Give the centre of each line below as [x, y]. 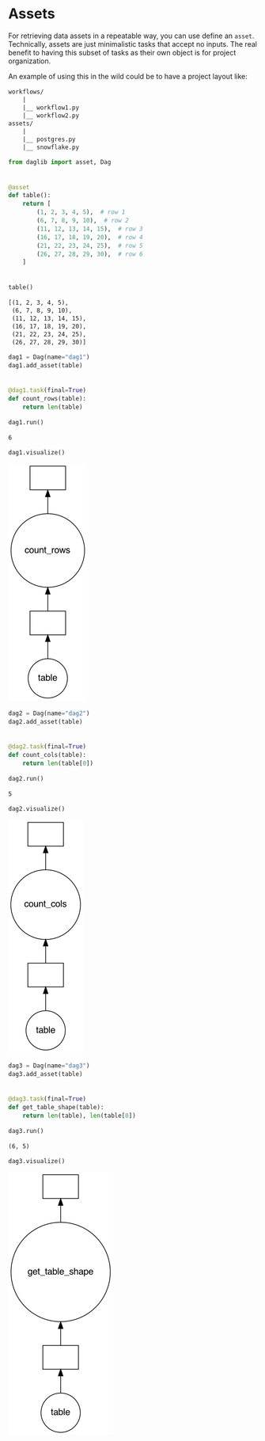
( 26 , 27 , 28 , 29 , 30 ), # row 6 [90, 254]
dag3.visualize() [37, 1161]
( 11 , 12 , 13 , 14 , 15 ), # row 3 [90, 229]
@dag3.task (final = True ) [47, 1099]
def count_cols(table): [47, 755]
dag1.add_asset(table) [45, 365]
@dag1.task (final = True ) [47, 390]
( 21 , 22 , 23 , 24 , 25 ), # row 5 [90, 245]
